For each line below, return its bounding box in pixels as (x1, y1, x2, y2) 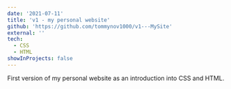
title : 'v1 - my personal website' (7, 17, 111, 23)
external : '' (7, 29, 45, 37)
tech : (7, 36, 23, 43)
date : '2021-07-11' (7, 10, 64, 17)
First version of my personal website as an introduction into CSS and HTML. (7, 74, 225, 82)
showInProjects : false (7, 55, 73, 62)
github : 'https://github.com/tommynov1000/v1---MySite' (7, 23, 173, 30)
